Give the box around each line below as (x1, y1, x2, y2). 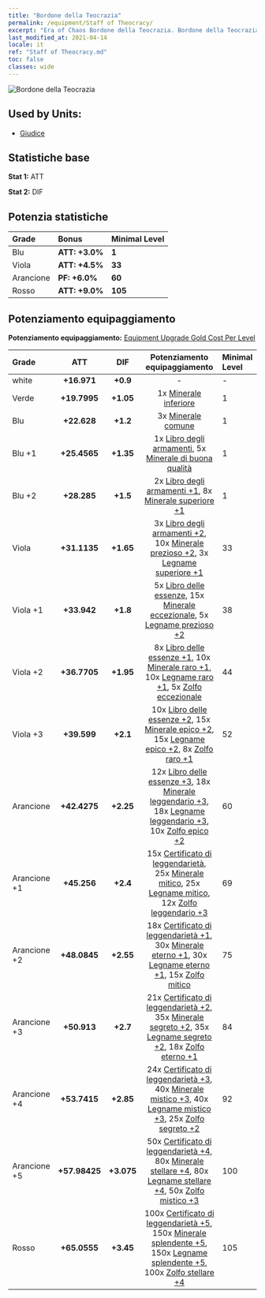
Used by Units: (8, 107, 82, 121)
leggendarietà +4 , (146, 1146, 213, 1156)
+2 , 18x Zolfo (154, 1042, 205, 1052)
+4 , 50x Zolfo (154, 1185, 205, 1195)
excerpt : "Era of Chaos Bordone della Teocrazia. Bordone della (8, 26, 224, 34)
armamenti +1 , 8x (146, 486, 213, 496)
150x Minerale (152, 1228, 207, 1238)
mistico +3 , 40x (150, 1094, 209, 1104)
